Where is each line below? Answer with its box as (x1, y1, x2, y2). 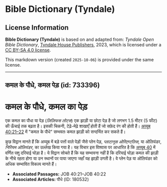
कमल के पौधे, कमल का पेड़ (5, 101, 88, 112)
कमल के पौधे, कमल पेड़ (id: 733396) (5, 81, 100, 90)
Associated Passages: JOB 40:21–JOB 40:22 (12, 171, 106, 177)
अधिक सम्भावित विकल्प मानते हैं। (5, 161, 57, 167)
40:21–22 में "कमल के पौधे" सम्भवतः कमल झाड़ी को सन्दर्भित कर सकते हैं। (5, 129, 126, 135)
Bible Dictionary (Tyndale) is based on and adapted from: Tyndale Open (5, 36, 154, 42)
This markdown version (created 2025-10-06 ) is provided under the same (5, 57, 154, 63)
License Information (5, 23, 69, 32)
